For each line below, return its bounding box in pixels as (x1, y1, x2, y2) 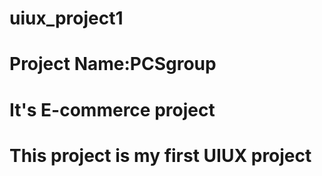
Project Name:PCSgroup (9, 53, 217, 76)
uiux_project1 (9, 7, 124, 30)
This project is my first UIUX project (9, 144, 312, 167)
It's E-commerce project (9, 98, 216, 121)
